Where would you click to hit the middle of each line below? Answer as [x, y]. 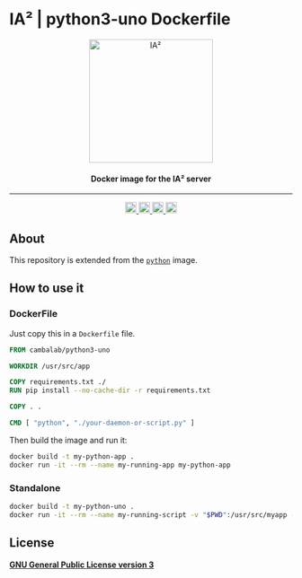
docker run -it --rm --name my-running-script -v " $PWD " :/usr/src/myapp [148, 515]
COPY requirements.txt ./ [58, 382]
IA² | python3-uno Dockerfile [120, 19]
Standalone [35, 487]
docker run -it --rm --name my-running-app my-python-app [120, 465]
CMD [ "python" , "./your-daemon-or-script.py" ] [102, 423]
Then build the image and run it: [68, 440]
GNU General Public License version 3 [82, 565]
